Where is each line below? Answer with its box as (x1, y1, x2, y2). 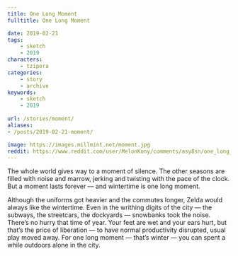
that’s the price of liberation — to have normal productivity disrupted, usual (7, 226, 226, 234)
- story (20, 76, 42, 83)
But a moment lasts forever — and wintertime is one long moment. (7, 182, 200, 191)
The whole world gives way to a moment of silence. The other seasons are (7, 167, 225, 175)
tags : (7, 36, 23, 43)
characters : (7, 56, 42, 64)
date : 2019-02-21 (7, 30, 59, 37)
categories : (7, 69, 42, 76)
